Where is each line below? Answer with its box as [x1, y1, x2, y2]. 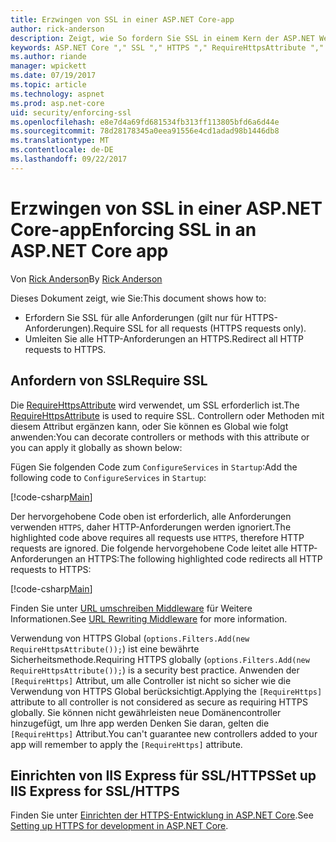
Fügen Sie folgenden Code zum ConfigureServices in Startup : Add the [10, 461, 298, 473]
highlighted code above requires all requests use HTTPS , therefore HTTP [10, 531, 305, 543]
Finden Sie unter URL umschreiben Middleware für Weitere [10, 602, 253, 614]
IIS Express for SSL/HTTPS [10, 782, 180, 800]
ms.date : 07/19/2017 [10, 71, 97, 81]
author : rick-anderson [10, 24, 105, 34]
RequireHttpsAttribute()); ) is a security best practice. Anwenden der [10, 664, 300, 676]
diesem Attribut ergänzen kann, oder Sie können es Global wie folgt [10, 420, 289, 432]
